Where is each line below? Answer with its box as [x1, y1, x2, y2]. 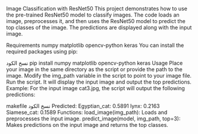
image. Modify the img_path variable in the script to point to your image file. [6, 72, 192, 79]
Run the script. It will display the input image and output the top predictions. [6, 78, 192, 85]
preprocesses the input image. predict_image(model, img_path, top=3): [6, 115, 181, 122]
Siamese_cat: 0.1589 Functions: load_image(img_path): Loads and [6, 109, 168, 116]
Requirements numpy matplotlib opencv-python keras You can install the [6, 42, 184, 49]
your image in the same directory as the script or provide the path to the [6, 66, 183, 73]
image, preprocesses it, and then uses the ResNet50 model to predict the [6, 18, 186, 24]
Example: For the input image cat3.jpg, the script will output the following [6, 85, 186, 91]
